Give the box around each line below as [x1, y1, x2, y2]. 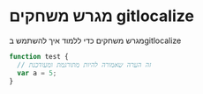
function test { [9, 52, 69, 61]
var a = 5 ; [17, 69, 57, 77]
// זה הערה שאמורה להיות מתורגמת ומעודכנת [17, 60, 152, 69]
